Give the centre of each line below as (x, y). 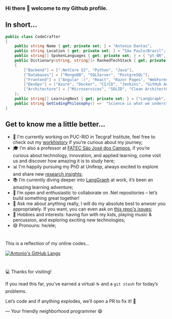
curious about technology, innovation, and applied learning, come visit (87, 155)
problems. (16, 291)
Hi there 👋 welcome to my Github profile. (57, 8)
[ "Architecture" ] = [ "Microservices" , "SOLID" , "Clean (83, 89)
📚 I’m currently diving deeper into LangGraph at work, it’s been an (83, 180)
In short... (21, 25)
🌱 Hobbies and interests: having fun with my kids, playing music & (82, 214)
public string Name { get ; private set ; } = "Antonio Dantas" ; (83, 46)
